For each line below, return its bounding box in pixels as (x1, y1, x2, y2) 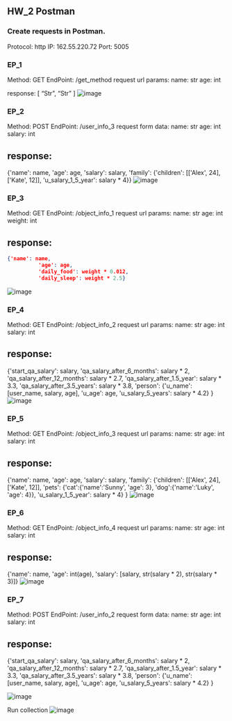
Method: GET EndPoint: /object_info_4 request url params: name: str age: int (7, 524, 225, 532)
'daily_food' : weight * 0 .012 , (38, 268, 129, 275)
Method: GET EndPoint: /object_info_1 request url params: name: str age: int (7, 209, 224, 218)
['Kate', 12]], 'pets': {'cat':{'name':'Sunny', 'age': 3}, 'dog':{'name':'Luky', (7, 483, 215, 491)
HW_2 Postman (7, 6, 75, 17)
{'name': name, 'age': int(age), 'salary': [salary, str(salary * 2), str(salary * (7, 570, 217, 578)
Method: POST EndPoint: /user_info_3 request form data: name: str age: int (7, 122, 221, 131)
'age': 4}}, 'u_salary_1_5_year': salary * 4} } (7, 490, 129, 499)
